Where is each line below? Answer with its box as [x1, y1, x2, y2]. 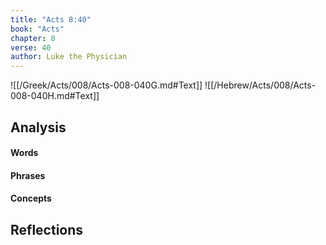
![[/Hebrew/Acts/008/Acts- [204, 79, 317, 91]
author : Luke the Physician [10, 52, 128, 62]
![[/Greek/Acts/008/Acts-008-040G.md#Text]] [10, 79, 203, 91]
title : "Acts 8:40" [10, 14, 92, 25]
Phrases [10, 169, 46, 181]
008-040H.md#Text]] [10, 90, 100, 102]
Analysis [10, 119, 67, 136]
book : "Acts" [10, 24, 65, 34]
